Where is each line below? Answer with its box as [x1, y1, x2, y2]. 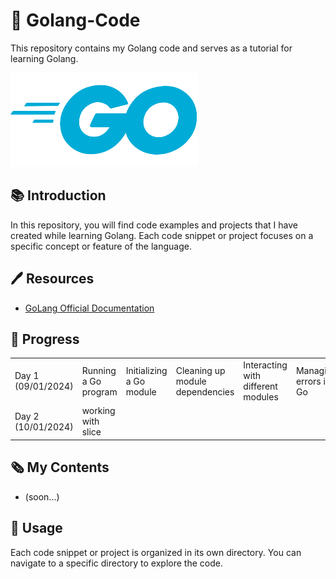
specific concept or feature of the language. [10, 240, 192, 252]
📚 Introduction [10, 187, 107, 204]
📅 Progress [10, 330, 80, 348]
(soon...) [24, 490, 60, 503]
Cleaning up [175, 364, 226, 376]
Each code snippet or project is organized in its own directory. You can [10, 546, 302, 558]
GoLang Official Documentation [24, 302, 155, 314]
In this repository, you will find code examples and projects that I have [10, 219, 298, 231]
